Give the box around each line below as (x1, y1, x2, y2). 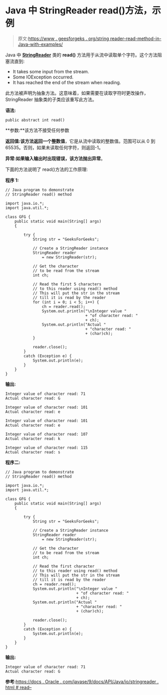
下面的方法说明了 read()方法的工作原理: (5, 166, 88, 172)
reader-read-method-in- (110, 35, 162, 42)
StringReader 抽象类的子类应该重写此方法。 (5, 96, 97, 103)
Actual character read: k (5, 436, 60, 441)
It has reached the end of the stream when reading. (12, 79, 121, 85)
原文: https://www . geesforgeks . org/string (17, 35, 109, 42)
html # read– (5, 684, 32, 690)
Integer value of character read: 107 (5, 431, 88, 436)
